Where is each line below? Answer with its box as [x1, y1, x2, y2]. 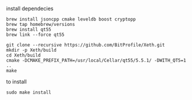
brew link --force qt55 [6, 32, 65, 38]
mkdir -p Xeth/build [6, 47, 57, 53]
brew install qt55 [6, 26, 51, 32]
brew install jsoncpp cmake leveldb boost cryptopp [6, 16, 136, 22]
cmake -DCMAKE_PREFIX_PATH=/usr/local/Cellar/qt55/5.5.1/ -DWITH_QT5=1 [6, 58, 186, 64]
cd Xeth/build [6, 52, 41, 58]
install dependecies [6, 5, 54, 12]
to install [6, 78, 27, 85]
